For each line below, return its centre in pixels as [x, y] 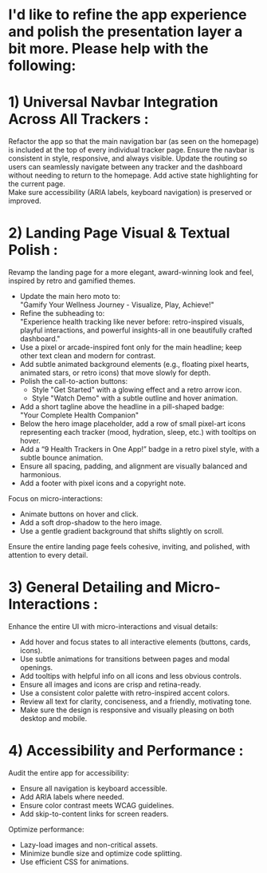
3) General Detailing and [90, 587]
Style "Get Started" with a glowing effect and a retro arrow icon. [137, 390]
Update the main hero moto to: [70, 297]
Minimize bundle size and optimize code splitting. [101, 853]
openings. [36, 668]
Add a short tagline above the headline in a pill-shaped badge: [122, 407]
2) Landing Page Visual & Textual [119, 233]
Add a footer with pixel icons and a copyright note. [103, 483]
